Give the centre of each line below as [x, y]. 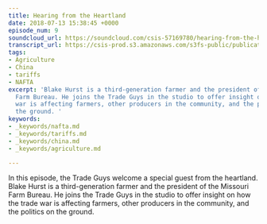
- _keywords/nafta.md [44, 126]
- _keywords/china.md [44, 141]
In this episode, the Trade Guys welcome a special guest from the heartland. [133, 178]
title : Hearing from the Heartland [67, 15]
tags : [17, 52]
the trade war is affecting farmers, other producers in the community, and [129, 203]
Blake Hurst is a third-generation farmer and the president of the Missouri [128, 187]
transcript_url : [35, 45]
